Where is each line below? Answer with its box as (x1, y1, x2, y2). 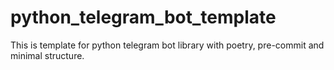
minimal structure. (10, 49, 85, 61)
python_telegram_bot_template (10, 6, 277, 29)
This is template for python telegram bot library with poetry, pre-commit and (10, 39, 325, 51)
